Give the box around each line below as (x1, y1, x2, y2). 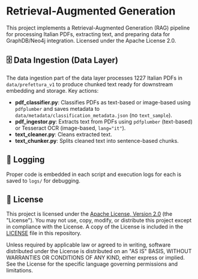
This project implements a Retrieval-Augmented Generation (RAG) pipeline (6, 24, 190, 31)
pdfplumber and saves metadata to (14, 105, 100, 112)
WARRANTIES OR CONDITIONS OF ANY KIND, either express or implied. (6, 254, 185, 262)
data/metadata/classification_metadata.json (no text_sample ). (14, 111, 173, 119)
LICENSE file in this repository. (6, 230, 82, 237)
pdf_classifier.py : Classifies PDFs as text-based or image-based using (14, 98, 191, 106)
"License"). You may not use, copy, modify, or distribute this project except (6, 217, 192, 224)
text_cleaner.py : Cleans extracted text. (14, 131, 112, 138)
